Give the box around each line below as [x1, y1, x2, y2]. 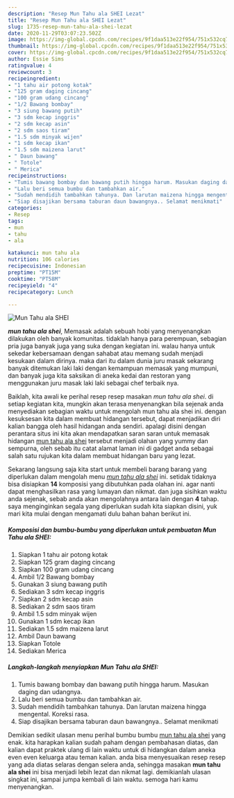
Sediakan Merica [17, 647, 67, 655]
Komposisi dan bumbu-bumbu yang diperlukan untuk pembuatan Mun [8, 525, 217, 534]
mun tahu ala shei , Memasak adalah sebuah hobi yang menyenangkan [8, 327, 211, 335]
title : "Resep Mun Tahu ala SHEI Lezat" [8, 17, 127, 24]
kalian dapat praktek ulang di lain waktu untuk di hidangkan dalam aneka [8, 746, 216, 754]
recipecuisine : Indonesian [8, 263, 86, 270]
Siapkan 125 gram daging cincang [17, 558, 115, 567]
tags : [8, 217, 24, 224]
